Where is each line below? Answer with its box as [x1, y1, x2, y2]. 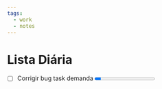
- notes [13, 22, 36, 29]
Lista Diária [7, 52, 73, 67]
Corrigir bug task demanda [16, 74, 94, 82]
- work [13, 16, 32, 23]
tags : [7, 10, 23, 17]
